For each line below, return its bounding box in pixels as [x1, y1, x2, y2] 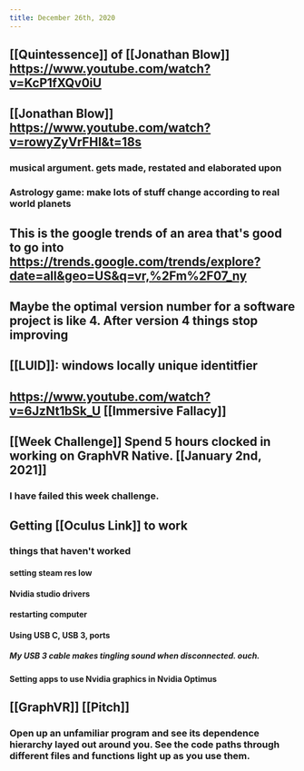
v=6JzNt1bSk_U [9, 403, 102, 419]
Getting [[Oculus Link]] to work [9, 518, 188, 533]
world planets [9, 197, 72, 210]
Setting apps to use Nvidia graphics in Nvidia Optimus [9, 673, 218, 684]
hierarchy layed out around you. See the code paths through [9, 738, 279, 751]
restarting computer [9, 609, 88, 620]
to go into [9, 240, 64, 255]
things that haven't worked [9, 545, 132, 558]
